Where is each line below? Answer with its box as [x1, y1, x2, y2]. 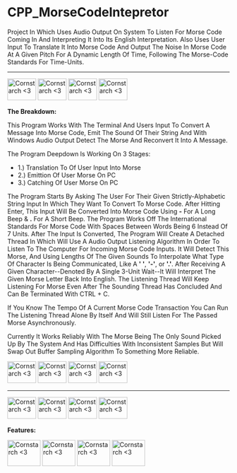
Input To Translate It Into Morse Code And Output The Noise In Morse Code [7, 42, 227, 51]
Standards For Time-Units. [7, 57, 85, 66]
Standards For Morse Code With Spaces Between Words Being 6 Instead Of [7, 222, 228, 230]
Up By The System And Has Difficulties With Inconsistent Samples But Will [7, 339, 224, 348]
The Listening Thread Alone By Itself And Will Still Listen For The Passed [7, 310, 218, 319]
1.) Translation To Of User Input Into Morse [17, 163, 141, 172]
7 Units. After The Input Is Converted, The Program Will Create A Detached [7, 229, 224, 238]
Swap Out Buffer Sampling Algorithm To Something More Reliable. [7, 347, 200, 356]
